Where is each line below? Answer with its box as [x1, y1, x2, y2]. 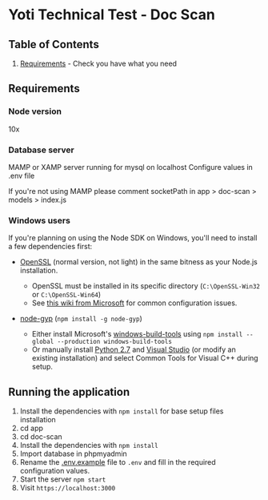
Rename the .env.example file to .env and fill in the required [19, 458, 216, 467]
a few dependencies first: [8, 242, 93, 252]
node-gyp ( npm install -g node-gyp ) [19, 314, 142, 324]
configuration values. [19, 466, 90, 476]
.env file [8, 171, 35, 180]
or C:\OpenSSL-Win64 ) [31, 290, 102, 300]
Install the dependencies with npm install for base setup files [19, 406, 224, 416]
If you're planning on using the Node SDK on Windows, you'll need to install [8, 233, 258, 243]
